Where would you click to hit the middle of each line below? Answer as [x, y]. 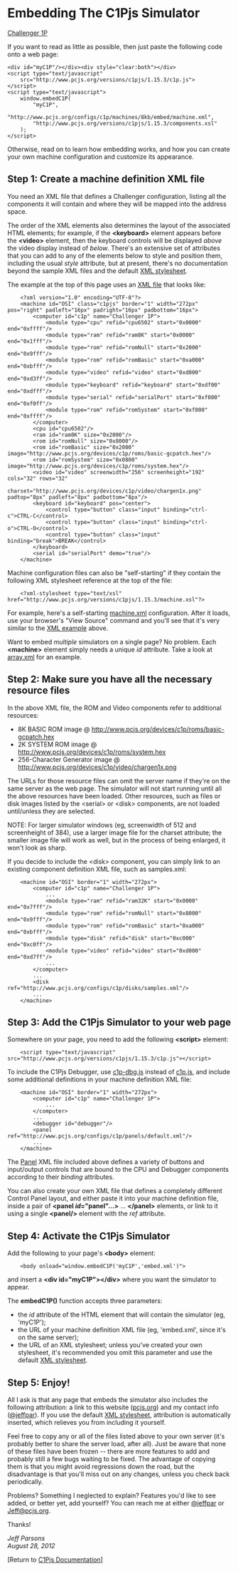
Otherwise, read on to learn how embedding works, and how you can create [119, 149]
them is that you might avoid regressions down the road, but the [101, 1467]
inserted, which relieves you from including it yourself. [87, 1422]
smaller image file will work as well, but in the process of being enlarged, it [117, 840]
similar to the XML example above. [58, 628]
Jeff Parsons [26, 1538]
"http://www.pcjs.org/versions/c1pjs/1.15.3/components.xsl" [125, 123]
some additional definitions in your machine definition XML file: [99, 1080]
